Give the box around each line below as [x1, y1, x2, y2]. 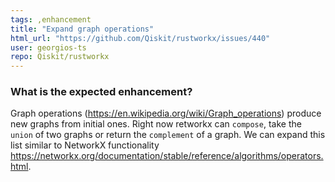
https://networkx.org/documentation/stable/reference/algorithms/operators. [10, 150, 324, 162]
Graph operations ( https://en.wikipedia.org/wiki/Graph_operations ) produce [10, 107, 322, 120]
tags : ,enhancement [10, 14, 92, 25]
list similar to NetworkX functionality [10, 139, 160, 151]
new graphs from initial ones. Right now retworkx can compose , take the [10, 118, 302, 130]
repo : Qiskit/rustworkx [10, 52, 110, 62]
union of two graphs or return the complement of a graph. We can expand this [10, 129, 326, 141]
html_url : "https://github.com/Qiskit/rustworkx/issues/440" [10, 33, 271, 43]
